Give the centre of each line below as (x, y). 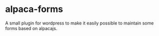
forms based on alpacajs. (31, 28)
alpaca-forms (34, 9)
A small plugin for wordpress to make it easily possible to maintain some (79, 23)
